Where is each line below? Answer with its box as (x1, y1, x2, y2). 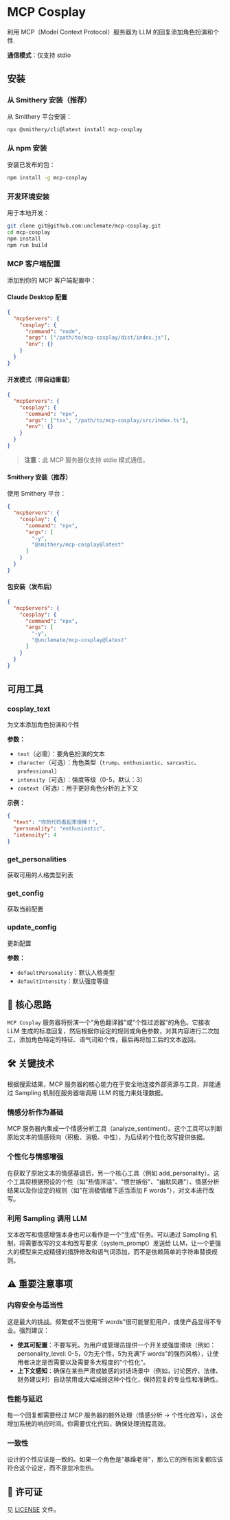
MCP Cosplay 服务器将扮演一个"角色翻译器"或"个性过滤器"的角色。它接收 (7, 1018, 211, 1026)
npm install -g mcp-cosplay (7, 174, 88, 181)
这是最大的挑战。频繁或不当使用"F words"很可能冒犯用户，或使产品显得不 (7, 1317, 216, 1325)
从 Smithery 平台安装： (7, 112, 72, 120)
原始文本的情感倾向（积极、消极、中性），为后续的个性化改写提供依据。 (7, 1133, 209, 1141)
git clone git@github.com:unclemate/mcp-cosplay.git (7, 222, 161, 229)
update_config (7, 923, 57, 932)
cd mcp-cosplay (7, 228, 51, 236)
